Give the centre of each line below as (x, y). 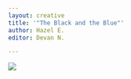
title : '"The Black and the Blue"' (66, 23)
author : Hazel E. (36, 30)
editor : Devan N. (36, 38)
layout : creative (36, 15)
